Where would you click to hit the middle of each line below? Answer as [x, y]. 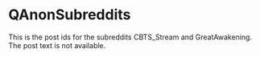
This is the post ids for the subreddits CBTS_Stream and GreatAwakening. [130, 37]
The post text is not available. [57, 45]
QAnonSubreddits [70, 15]
